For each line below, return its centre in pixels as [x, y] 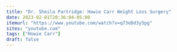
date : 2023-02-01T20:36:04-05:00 [48, 17]
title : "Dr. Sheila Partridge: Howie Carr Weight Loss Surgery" [89, 12]
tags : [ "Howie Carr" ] [34, 34]
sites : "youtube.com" [34, 28]
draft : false [23, 39]
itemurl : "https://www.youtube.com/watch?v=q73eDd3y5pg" [79, 23]
